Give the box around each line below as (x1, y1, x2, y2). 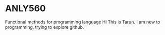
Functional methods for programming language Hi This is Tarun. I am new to (5, 19, 160, 25)
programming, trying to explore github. (5, 24, 84, 30)
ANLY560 (5, 3, 46, 14)
